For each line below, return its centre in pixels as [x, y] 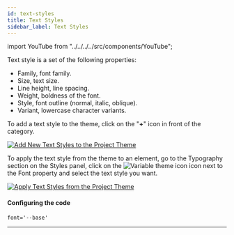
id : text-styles [31, 14]
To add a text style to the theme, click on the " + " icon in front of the [104, 124]
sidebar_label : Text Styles [48, 26]
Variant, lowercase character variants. [72, 111]
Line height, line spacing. [53, 89]
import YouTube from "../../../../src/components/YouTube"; [90, 47]
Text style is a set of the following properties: [72, 60]
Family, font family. [44, 73]
